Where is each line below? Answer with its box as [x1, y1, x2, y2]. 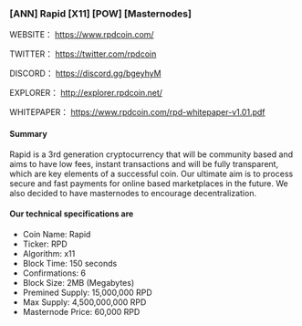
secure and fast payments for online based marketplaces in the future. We [9, 177, 289, 189]
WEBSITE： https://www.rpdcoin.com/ [9, 29, 154, 40]
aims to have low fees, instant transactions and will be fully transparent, [9, 158, 279, 169]
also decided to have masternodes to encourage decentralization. [9, 187, 257, 198]
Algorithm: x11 [22, 247, 76, 258]
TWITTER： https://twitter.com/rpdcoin [9, 48, 157, 59]
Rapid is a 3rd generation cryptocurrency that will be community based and [9, 149, 294, 160]
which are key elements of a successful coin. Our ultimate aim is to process [9, 168, 294, 179]
